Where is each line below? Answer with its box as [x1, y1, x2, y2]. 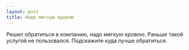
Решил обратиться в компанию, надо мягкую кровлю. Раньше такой [6, 30, 184, 37]
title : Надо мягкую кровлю [6, 14, 74, 20]
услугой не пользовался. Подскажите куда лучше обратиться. [6, 37, 167, 44]
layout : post [6, 8, 39, 15]
